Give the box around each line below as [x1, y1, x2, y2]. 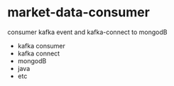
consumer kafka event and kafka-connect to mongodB [7, 28, 168, 36]
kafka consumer [17, 41, 66, 50]
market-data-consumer [7, 4, 151, 21]
